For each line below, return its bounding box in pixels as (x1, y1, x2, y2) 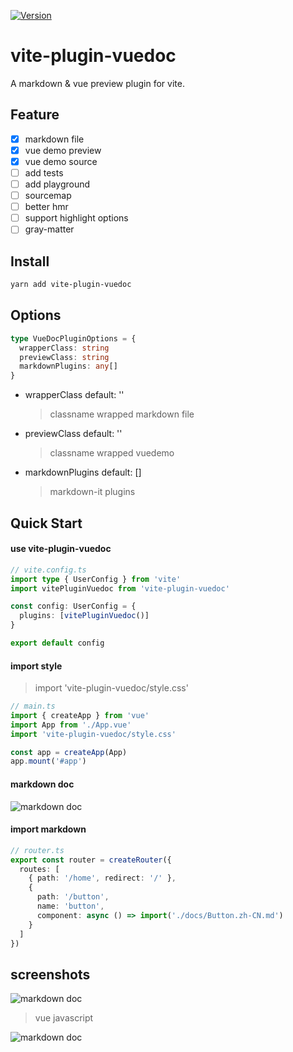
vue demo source (24, 155, 98, 167)
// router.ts (10, 845, 65, 855)
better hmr (24, 201, 69, 213)
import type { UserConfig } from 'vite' (10, 574, 182, 584)
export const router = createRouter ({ (10, 855, 172, 865)
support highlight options (24, 212, 129, 224)
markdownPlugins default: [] (24, 466, 142, 479)
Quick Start (10, 515, 83, 532)
